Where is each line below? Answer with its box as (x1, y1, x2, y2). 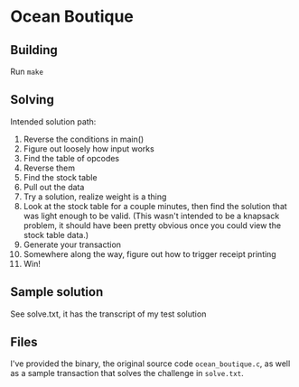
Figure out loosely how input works (23, 143, 154, 154)
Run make (10, 66, 44, 77)
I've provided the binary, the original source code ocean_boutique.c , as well (10, 358, 291, 369)
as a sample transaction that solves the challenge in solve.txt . (10, 368, 245, 379)
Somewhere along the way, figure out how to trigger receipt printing (23, 248, 276, 259)
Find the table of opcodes (23, 152, 120, 163)
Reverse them (23, 162, 76, 173)
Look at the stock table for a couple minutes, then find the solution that (23, 200, 287, 211)
